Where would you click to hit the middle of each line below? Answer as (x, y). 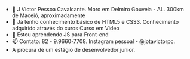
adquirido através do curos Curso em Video (65, 28)
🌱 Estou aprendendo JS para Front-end (60, 35)
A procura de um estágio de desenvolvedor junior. (73, 50)
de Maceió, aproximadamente (48, 15)
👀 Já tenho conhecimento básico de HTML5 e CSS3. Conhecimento (95, 22)
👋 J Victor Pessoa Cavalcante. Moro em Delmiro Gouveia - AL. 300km (98, 9)
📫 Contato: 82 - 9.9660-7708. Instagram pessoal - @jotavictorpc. (94, 41)
